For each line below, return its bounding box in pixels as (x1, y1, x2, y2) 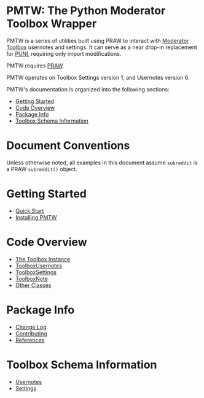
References (15, 336, 45, 343)
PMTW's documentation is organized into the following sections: (6, 85, 170, 93)
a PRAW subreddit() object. (6, 165, 78, 172)
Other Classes (15, 281, 52, 289)
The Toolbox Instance (15, 255, 71, 262)
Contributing (15, 329, 47, 337)
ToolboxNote (15, 275, 48, 282)
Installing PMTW (15, 213, 57, 221)
